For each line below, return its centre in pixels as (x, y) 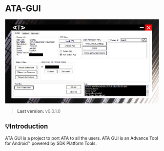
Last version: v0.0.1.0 (39, 111)
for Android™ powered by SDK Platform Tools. (51, 143)
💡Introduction (27, 126)
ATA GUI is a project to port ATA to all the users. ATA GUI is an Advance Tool (82, 138)
